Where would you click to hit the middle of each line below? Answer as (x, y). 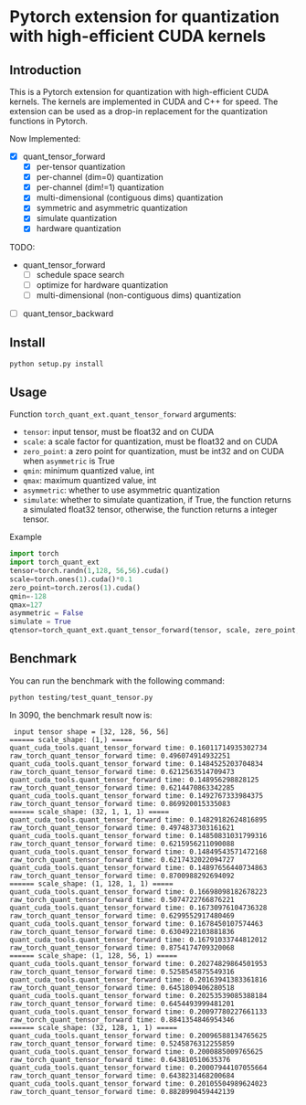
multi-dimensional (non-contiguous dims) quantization (139, 295)
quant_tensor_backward (68, 313)
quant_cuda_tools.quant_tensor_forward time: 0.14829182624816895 (138, 820)
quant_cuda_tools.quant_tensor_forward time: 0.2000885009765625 (136, 1052)
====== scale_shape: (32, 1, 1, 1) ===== (90, 812)
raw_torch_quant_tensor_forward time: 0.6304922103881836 (122, 931)
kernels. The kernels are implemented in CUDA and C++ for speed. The (144, 101)
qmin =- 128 (28, 596)
